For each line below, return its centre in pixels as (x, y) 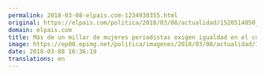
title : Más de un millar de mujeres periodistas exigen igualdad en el (128, 37)
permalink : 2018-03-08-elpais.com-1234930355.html (93, 15)
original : (24, 23)
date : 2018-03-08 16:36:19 (52, 52)
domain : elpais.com (40, 30)
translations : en (37, 59)
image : (19, 45)
